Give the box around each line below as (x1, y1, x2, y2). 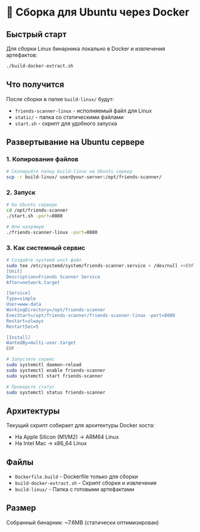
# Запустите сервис (6, 356, 55, 363)
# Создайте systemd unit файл (6, 257, 82, 263)
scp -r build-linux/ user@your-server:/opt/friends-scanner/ (6, 174, 162, 180)
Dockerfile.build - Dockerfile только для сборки (14, 473, 138, 481)
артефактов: (6, 51, 38, 59)
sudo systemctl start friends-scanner (6, 373, 103, 379)
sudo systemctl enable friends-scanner (6, 367, 106, 373)
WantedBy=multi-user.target (6, 340, 77, 346)
